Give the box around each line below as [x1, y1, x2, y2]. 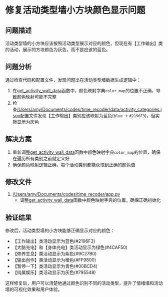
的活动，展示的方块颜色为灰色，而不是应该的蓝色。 [5, 47, 110, 53]
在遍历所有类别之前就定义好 [12, 155, 70, 161]
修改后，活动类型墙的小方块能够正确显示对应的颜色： [5, 227, 115, 233]
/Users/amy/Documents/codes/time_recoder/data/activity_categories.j [16, 106, 162, 112]
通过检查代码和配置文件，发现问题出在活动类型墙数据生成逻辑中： [5, 77, 141, 83]
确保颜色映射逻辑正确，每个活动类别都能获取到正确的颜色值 [12, 161, 135, 168]
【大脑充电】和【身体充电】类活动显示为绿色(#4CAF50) [12, 244, 127, 250]
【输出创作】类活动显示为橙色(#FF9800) [12, 257, 96, 263]
